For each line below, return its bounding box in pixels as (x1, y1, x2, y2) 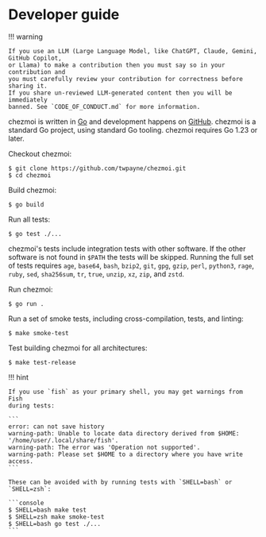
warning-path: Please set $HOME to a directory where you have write (8, 450, 244, 458)
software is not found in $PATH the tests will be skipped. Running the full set (8, 252, 254, 261)
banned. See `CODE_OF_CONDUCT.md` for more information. (8, 102, 201, 110)
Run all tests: (8, 214, 50, 224)
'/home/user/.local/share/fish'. (8, 436, 119, 444)
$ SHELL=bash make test (8, 506, 87, 514)
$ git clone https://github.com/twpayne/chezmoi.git (8, 164, 187, 172)
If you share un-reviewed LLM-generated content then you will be (8, 89, 233, 97)
